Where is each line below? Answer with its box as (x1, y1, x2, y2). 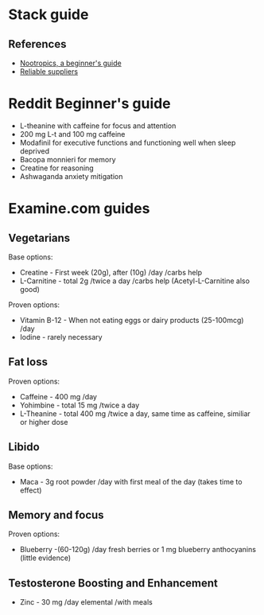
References (8, 37, 67, 51)
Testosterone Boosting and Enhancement (8, 576, 219, 590)
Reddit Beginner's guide (8, 95, 171, 113)
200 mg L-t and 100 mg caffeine (19, 129, 126, 138)
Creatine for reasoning (19, 163, 94, 173)
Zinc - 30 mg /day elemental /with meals (19, 597, 153, 607)
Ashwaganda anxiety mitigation (19, 171, 123, 181)
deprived (19, 146, 50, 156)
